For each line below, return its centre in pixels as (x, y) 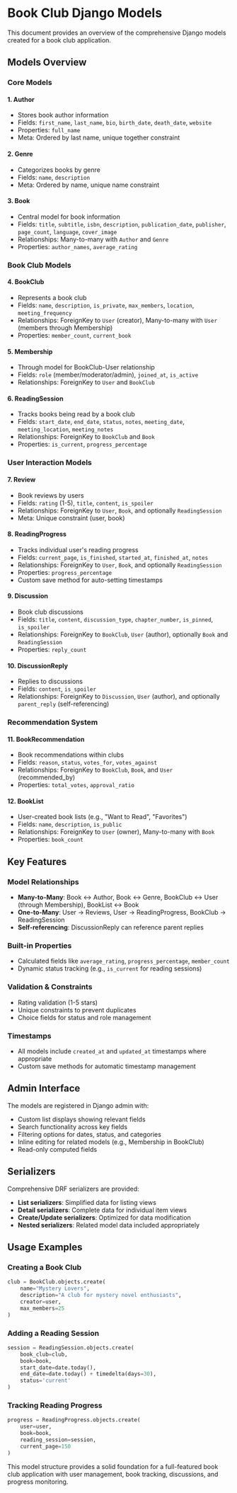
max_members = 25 (42, 1308)
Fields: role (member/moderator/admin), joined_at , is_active (108, 375)
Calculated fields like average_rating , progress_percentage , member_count (123, 961)
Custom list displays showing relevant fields (82, 1119)
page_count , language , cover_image (67, 231)
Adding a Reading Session (53, 1333)
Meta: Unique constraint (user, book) (71, 517)
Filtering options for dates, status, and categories (89, 1134)
